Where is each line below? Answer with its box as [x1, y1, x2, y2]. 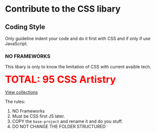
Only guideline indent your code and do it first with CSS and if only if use [5, 35, 151, 41]
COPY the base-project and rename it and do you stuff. [12, 118, 123, 124]
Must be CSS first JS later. [12, 113, 65, 119]
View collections [5, 89, 38, 95]
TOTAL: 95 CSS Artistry [5, 73, 116, 86]
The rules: [5, 99, 25, 105]
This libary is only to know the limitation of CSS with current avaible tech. [5, 64, 152, 70]
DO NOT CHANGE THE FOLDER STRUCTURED [12, 124, 106, 130]
